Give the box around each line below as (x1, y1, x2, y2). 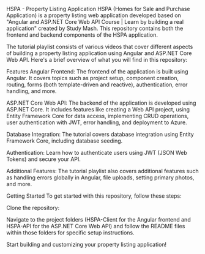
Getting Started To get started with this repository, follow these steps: (6, 192, 182, 200)
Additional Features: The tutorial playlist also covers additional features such (6, 168, 199, 174)
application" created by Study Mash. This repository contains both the (6, 24, 184, 32)
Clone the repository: (6, 204, 60, 211)
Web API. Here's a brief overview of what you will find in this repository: (6, 56, 188, 63)
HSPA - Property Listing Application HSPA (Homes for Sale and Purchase (6, 6, 190, 12)
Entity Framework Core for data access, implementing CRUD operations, (6, 113, 189, 119)
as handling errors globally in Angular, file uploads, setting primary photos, (6, 174, 195, 181)
